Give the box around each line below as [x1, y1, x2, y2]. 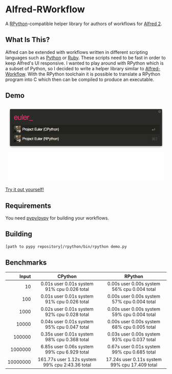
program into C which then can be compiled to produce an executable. [5, 76, 155, 83]
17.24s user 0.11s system [105, 356, 162, 362]
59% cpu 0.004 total [112, 311, 156, 318]
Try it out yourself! [5, 186, 45, 193]
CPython [57, 273, 77, 279]
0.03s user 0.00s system [107, 331, 160, 337]
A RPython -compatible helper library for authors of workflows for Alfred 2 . [5, 21, 162, 27]
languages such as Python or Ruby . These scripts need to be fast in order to [5, 54, 166, 61]
